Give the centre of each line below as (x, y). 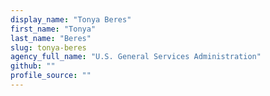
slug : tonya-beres (48, 47)
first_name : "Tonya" (53, 29)
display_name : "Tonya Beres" (71, 19)
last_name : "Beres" (51, 38)
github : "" (33, 66)
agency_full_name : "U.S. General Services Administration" (136, 57)
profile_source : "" (51, 76)
